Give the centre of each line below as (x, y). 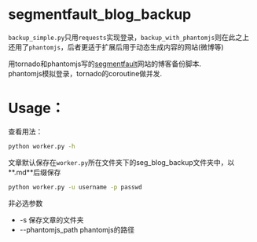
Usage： (37, 108)
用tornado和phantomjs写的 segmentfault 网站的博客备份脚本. (105, 64)
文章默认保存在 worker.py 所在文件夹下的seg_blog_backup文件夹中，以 (121, 162)
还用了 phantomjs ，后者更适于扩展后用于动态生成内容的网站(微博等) (116, 47)
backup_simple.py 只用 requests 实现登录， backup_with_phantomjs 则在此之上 (129, 37)
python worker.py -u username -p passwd (75, 187)
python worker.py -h (42, 146)
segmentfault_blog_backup (100, 15)
